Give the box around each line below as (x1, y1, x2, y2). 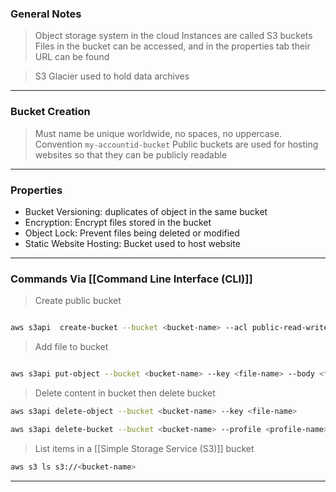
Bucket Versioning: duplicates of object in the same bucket (24, 205, 268, 217)
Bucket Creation (10, 105, 91, 119)
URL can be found (34, 51, 110, 63)
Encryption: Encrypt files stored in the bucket (24, 216, 212, 228)
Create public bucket (34, 295, 122, 307)
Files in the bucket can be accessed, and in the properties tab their (34, 40, 311, 52)
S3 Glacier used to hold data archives (34, 70, 190, 82)
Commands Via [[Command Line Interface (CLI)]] (10, 272, 253, 286)
